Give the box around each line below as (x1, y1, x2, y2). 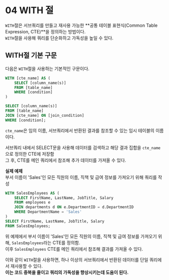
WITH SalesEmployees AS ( (5, 191, 59, 196)
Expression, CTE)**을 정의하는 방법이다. (5, 28, 86, 34)
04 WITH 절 (5, 5, 54, 16)
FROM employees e (14, 200, 51, 205)
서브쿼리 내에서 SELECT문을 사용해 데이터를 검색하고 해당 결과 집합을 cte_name (5, 145, 161, 151)
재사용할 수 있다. (10, 263, 43, 269)
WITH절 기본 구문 (5, 51, 57, 60)
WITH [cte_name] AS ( (5, 75, 51, 81)
